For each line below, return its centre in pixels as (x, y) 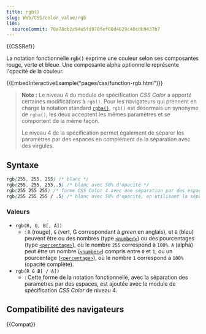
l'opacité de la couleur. (35, 72)
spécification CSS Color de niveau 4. (71, 290)
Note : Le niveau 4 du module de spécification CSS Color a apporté (106, 95)
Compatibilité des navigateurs (65, 310)
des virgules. (37, 146)
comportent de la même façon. (60, 121)
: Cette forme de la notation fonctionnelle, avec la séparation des (106, 277)
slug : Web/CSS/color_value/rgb (46, 18)
